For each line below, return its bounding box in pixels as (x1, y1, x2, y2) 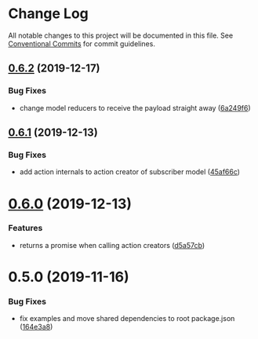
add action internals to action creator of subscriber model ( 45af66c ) (19, 167, 241, 177)
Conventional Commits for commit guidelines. (8, 38, 155, 48)
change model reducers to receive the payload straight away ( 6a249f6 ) (19, 103, 251, 112)
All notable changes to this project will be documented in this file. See (8, 31, 234, 40)
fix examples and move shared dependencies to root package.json (19, 314, 235, 323)
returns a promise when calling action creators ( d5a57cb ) (19, 240, 205, 250)
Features (8, 223, 43, 234)
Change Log (8, 5, 89, 23)
